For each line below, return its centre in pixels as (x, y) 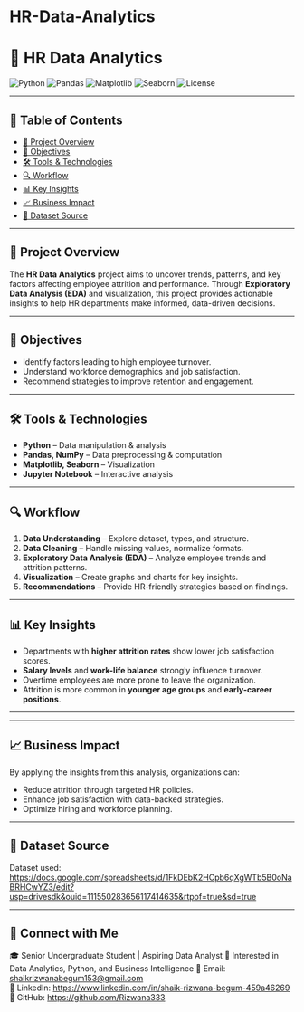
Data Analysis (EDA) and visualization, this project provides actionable (141, 293)
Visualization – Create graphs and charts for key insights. (130, 578)
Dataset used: (35, 867)
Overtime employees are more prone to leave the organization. (139, 680)
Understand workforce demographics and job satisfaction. (131, 371)
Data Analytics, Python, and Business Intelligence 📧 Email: (118, 969)
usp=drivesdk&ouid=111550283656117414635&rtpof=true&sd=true (133, 896)
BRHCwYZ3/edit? (42, 887)
